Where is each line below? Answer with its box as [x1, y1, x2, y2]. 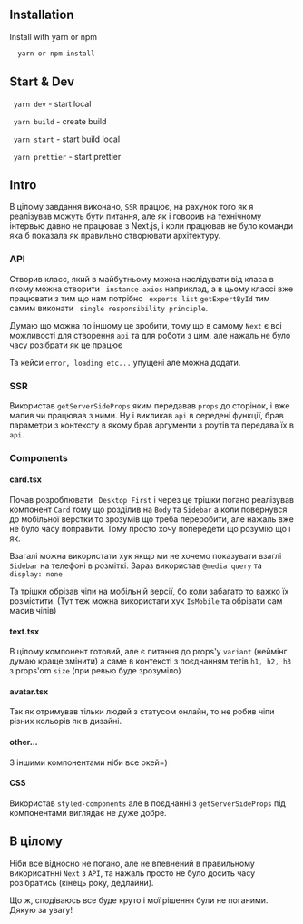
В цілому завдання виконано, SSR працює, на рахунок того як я [9, 202, 254, 212]
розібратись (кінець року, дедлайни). [9, 877, 154, 888]
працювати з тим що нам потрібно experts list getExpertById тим [9, 292, 270, 303]
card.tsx [9, 474, 43, 485]
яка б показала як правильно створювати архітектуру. [9, 231, 221, 241]
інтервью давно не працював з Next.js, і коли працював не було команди [9, 221, 294, 231]
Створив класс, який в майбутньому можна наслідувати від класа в [9, 273, 274, 284]
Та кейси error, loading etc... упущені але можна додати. [9, 357, 241, 368]
